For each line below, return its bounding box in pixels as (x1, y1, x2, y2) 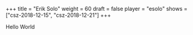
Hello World (5, 24, 35, 30)
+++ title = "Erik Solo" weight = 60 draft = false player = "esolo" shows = (5, 5, 188, 12)
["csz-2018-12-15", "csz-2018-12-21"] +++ (5, 11, 111, 19)
